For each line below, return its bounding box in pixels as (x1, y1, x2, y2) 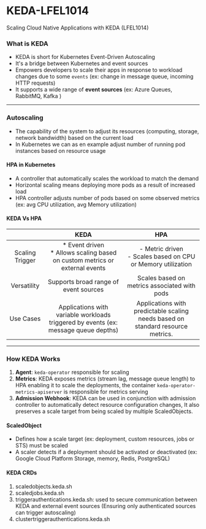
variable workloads (56, 311, 111, 319)
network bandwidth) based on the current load (15, 134, 134, 141)
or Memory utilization (131, 260, 192, 268)
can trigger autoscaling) (15, 509, 77, 516)
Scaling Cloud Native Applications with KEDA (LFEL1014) (6, 24, 149, 31)
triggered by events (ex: (48, 318, 118, 326)
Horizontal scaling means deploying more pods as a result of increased (15, 181, 196, 188)
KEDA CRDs (6, 469, 37, 476)
